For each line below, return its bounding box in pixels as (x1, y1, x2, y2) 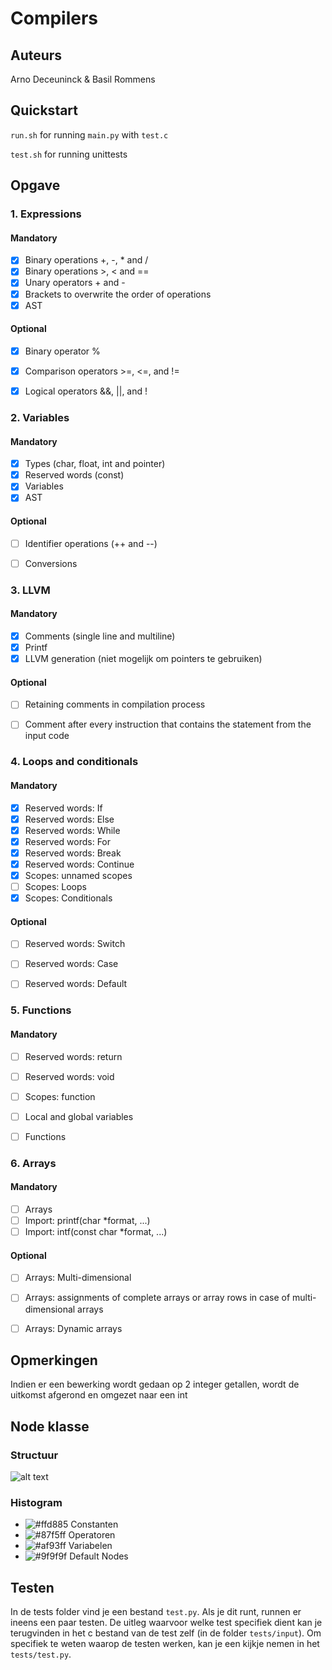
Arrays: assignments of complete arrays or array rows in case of (24, 1292, 291, 1304)
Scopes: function (24, 1090, 96, 1102)
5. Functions (10, 1003, 72, 1017)
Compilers (10, 7, 99, 30)
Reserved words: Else (24, 813, 115, 825)
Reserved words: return (24, 1050, 123, 1062)
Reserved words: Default (24, 978, 128, 990)
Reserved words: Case (24, 958, 119, 970)
